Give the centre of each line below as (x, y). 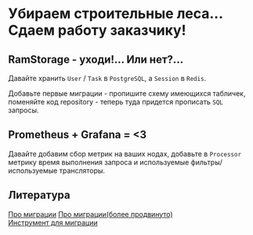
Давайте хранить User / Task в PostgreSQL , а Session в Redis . (107, 78)
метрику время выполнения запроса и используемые (99, 162)
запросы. (23, 110)
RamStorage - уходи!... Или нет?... (96, 59)
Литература (39, 195)
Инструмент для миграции (53, 222)
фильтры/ (207, 162)
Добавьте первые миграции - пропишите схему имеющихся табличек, (127, 94)
